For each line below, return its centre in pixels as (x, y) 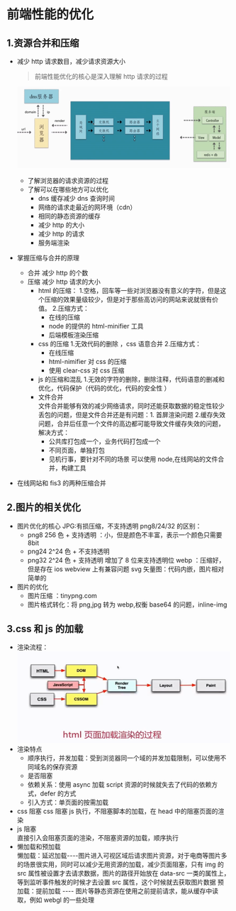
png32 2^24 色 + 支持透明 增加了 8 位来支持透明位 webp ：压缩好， (126, 560)
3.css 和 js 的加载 (45, 629)
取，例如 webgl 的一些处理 (56, 900)
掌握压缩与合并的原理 (48, 258)
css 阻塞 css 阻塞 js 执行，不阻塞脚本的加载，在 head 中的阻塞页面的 (117, 811)
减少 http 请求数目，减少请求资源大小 (71, 61)
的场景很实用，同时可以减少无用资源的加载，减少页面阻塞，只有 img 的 (120, 865)
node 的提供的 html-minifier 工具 (96, 326)
